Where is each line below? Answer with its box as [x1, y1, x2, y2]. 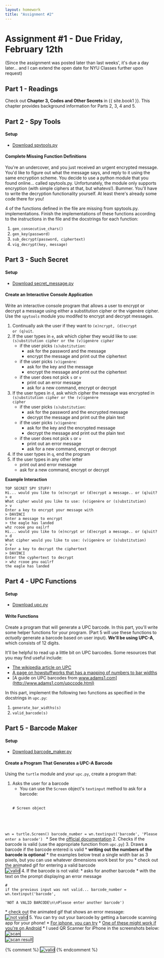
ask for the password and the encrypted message [27, 409, 128, 415]
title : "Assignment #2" [5, 12, 54, 17]
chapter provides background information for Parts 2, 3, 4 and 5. [5, 103, 136, 109]
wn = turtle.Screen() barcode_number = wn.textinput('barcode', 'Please [5, 832, 158, 837]
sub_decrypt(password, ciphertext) [12, 237, 86, 242]
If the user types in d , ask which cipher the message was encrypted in [12, 390, 155, 396]
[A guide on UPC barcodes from [12, 675, 78, 680]
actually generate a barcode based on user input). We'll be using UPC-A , [5, 635, 155, 640]
